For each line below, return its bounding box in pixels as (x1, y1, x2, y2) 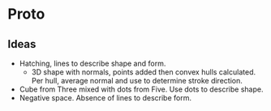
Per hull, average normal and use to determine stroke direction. (31, 76, 243, 85)
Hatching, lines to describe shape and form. (19, 58, 166, 68)
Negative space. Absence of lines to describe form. (19, 93, 192, 102)
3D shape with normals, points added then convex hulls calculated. (31, 67, 256, 77)
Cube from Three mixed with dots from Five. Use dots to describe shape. (19, 84, 264, 94)
